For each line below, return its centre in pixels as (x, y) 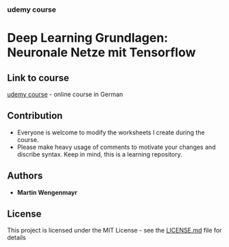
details (16, 237)
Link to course (38, 78)
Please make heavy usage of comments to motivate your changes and (116, 147)
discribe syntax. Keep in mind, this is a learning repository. (100, 154)
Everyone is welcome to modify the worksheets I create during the (111, 132)
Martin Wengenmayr (47, 192)
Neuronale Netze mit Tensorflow (101, 52)
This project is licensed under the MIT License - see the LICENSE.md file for (114, 231)
